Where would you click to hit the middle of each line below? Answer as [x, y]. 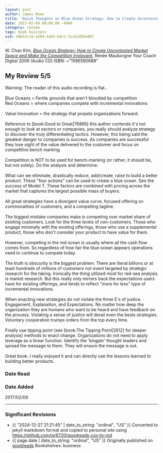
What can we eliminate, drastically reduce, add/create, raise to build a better [81, 175]
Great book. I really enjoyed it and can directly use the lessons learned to [78, 356]
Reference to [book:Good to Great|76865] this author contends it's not [75, 124]
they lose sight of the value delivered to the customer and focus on [72, 144]
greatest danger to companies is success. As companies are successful [77, 139]
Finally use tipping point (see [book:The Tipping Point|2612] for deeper [76, 330]
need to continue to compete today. [41, 252]
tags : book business [26, 32]
